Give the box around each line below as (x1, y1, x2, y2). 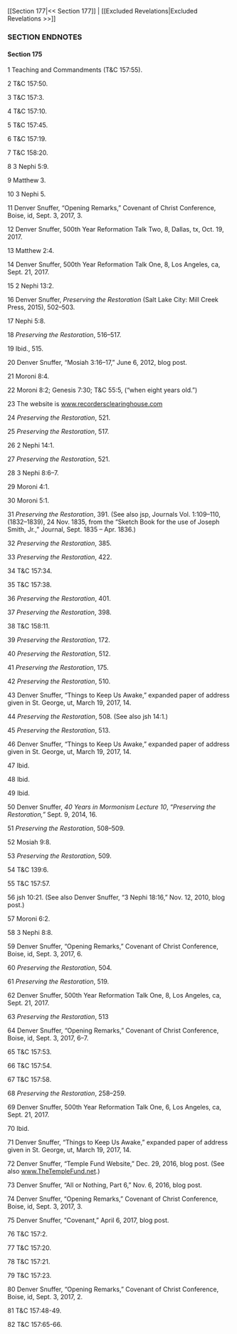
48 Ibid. (7, 775, 30, 784)
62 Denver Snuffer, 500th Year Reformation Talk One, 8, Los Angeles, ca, (7, 991, 222, 1000)
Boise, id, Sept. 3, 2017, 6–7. (7, 1034, 89, 1043)
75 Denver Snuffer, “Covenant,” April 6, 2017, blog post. (7, 1216, 169, 1225)
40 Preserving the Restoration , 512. (7, 649, 111, 658)
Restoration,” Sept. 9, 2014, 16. (7, 810, 98, 819)
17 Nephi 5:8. (7, 317, 46, 326)
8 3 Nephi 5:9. (7, 162, 49, 171)
